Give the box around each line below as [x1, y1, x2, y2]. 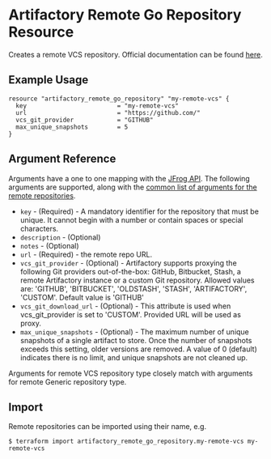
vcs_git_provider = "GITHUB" [15, 116, 154, 124]
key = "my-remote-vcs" [15, 101, 180, 110]
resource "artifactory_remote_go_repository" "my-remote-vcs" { [8, 95, 230, 103]
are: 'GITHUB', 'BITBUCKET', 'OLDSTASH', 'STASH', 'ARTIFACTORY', [19, 283, 248, 293]
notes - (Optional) [19, 240, 79, 250]
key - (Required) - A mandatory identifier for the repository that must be [19, 206, 259, 216]
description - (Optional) [19, 232, 101, 242]
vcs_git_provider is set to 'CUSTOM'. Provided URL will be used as [19, 309, 241, 319]
